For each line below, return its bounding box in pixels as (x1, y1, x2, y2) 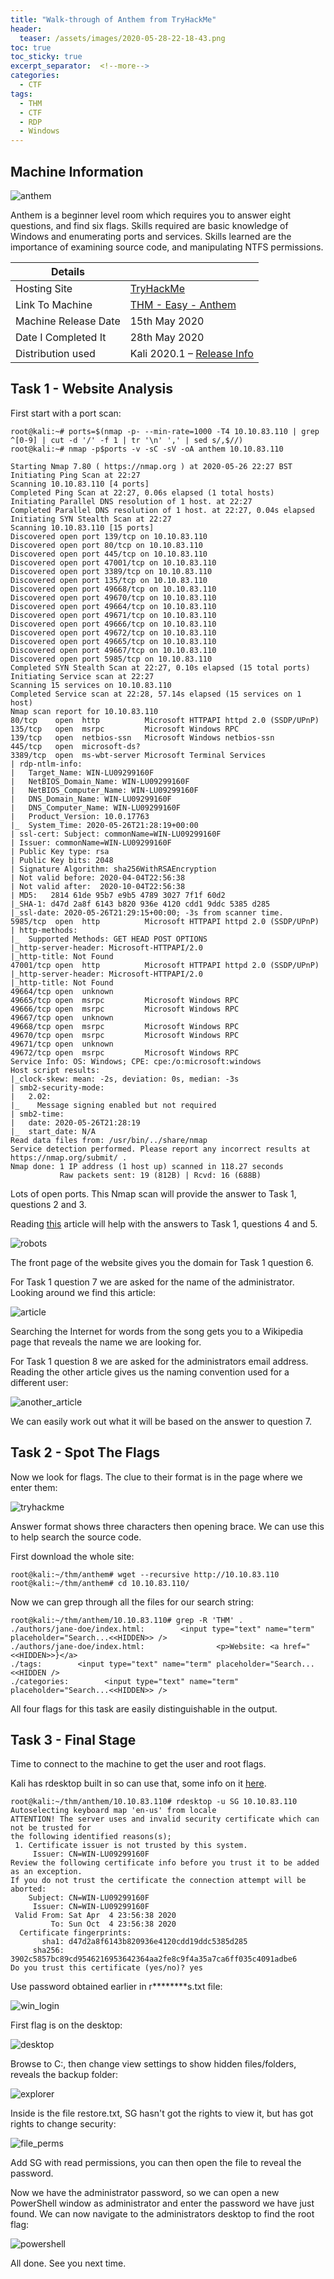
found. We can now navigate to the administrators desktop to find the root (10, 2208, 315, 2220)
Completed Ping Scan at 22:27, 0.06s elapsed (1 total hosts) (10, 487, 275, 498)
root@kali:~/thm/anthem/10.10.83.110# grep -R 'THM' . (10, 1615, 244, 1625)
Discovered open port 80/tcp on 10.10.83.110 (10, 540, 203, 550)
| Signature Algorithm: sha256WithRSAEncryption (10, 864, 217, 874)
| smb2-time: (10, 1109, 65, 1119)
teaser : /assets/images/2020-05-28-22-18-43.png (19, 33, 226, 43)
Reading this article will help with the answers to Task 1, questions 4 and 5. (10, 1217, 318, 1230)
